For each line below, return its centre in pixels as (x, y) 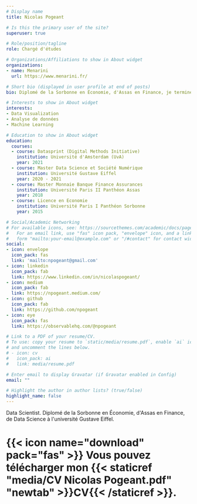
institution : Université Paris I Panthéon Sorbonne (81, 206)
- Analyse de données (33, 119)
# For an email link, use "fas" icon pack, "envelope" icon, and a (93, 233)
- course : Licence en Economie (50, 201)
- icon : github (25, 299)
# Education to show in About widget (52, 135)
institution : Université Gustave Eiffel (67, 173)
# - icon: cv (22, 353)
